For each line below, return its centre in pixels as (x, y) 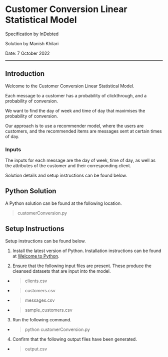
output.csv (36, 349)
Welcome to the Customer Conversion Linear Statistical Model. (70, 86)
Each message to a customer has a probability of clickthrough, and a (76, 95)
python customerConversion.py (57, 329)
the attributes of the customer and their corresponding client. (68, 166)
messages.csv (40, 300)
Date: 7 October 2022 (27, 53)
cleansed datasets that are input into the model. (61, 271)
